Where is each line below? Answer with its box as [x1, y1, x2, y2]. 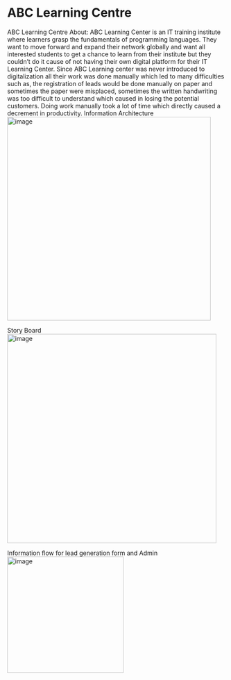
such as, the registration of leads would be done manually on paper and [7, 79, 213, 88]
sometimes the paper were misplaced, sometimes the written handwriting [7, 87, 218, 95]
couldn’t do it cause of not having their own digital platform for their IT [7, 57, 208, 65]
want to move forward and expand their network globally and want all [7, 42, 206, 51]
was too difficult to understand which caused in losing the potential [7, 94, 200, 102]
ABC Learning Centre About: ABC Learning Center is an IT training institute [7, 28, 221, 36]
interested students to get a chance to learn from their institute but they [7, 50, 212, 58]
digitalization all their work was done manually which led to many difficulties [7, 72, 225, 81]
